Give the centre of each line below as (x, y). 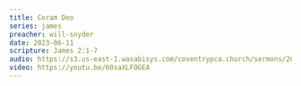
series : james (36, 26)
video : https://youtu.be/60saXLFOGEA (80, 68)
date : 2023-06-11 (42, 43)
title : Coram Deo (42, 17)
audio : (21, 59)
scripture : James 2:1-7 (54, 51)
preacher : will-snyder (52, 34)
